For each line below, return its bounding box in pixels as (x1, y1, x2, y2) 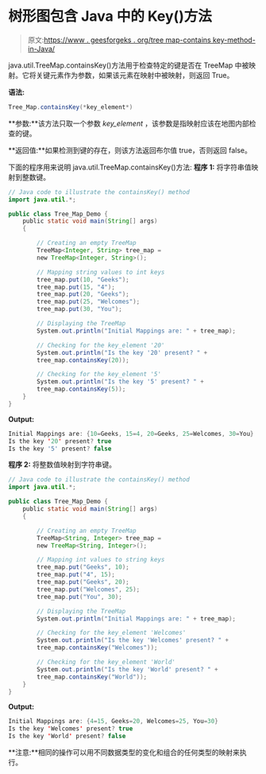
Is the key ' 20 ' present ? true (8, 437, 112, 445)
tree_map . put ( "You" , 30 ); (37, 593, 123, 601)
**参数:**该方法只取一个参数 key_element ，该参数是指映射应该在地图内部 (8, 119, 249, 128)
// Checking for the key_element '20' (37, 341, 165, 349)
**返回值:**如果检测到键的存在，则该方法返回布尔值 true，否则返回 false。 (8, 145, 253, 155)
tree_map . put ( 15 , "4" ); (37, 283, 115, 291)
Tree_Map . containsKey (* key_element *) (8, 103, 133, 111)
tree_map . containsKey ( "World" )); (37, 673, 148, 681)
